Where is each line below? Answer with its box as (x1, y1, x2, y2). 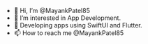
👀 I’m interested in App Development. (13, 14, 121, 22)
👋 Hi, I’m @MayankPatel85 (13, 7, 91, 14)
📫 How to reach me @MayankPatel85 (13, 29, 124, 37)
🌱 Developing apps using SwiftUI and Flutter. (13, 21, 142, 29)
